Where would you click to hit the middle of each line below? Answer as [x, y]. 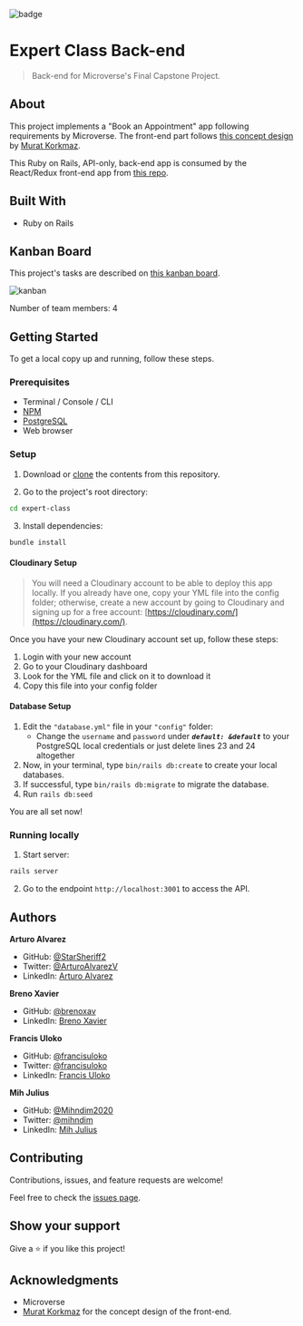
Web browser [48, 431]
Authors [33, 917]
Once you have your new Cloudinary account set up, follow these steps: [144, 639]
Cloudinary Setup [43, 563]
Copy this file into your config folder [90, 686]
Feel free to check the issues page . [75, 1197]
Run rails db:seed [58, 794]
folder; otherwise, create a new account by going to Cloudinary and [158, 602]
